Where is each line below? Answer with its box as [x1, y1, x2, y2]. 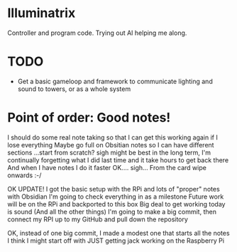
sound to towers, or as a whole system [17, 84, 131, 93]
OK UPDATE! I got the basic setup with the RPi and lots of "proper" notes [7, 184, 220, 193]
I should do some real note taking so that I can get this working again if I [7, 133, 218, 142]
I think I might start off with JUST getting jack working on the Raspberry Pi [7, 236, 225, 245]
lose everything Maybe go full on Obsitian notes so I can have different [7, 140, 214, 149]
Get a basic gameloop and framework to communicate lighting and [17, 77, 213, 85]
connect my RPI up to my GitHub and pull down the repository [7, 215, 188, 224]
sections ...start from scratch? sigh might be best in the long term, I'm [7, 148, 211, 157]
